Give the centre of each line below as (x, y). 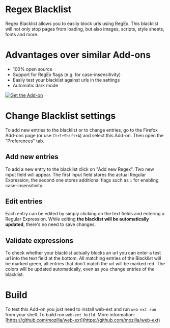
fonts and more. (22, 34)
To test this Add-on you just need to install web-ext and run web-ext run (81, 309)
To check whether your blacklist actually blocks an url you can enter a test (83, 253)
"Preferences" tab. (25, 141)
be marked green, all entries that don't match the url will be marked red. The (85, 264)
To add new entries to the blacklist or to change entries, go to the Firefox (81, 130)
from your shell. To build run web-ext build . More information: (70, 315)
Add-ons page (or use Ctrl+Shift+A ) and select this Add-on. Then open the (84, 135)
